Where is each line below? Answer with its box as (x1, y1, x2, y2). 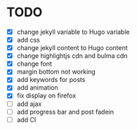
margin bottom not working (16, 68, 96, 76)
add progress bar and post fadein (16, 107, 114, 116)
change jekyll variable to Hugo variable (16, 28, 130, 36)
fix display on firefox (16, 91, 77, 100)
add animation (16, 83, 59, 92)
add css (16, 36, 40, 44)
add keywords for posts (16, 76, 86, 84)
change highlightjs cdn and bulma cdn (16, 52, 128, 60)
